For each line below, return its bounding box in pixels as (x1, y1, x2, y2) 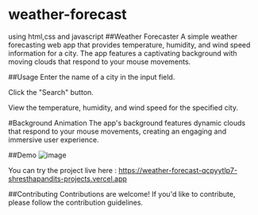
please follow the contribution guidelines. (8, 198, 144, 207)
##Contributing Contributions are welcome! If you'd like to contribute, (8, 189, 236, 198)
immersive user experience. (8, 134, 99, 144)
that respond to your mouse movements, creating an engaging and (8, 126, 227, 136)
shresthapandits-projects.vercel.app (8, 174, 127, 183)
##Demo (8, 150, 37, 160)
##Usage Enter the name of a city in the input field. (8, 72, 175, 81)
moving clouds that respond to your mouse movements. (8, 57, 191, 66)
